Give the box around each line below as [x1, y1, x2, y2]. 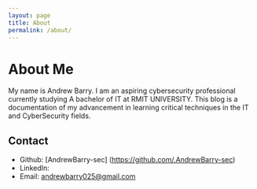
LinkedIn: [19, 163, 50, 173]
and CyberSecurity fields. [8, 111, 91, 120]
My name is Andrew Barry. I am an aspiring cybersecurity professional [8, 86, 236, 95]
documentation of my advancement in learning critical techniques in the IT [8, 103, 249, 113]
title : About [8, 19, 51, 27]
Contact [8, 134, 49, 147]
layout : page [8, 11, 51, 20]
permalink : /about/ [8, 26, 72, 34]
